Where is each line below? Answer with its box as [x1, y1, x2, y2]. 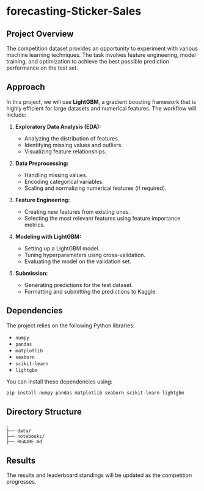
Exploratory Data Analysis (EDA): [15, 123, 101, 130]
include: [6, 111, 27, 118]
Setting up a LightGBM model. [24, 244, 100, 252]
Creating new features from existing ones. [24, 208, 130, 215]
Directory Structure [6, 406, 82, 416]
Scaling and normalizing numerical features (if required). [24, 184, 167, 192]
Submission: [15, 269, 48, 277]
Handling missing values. [24, 171, 87, 178]
